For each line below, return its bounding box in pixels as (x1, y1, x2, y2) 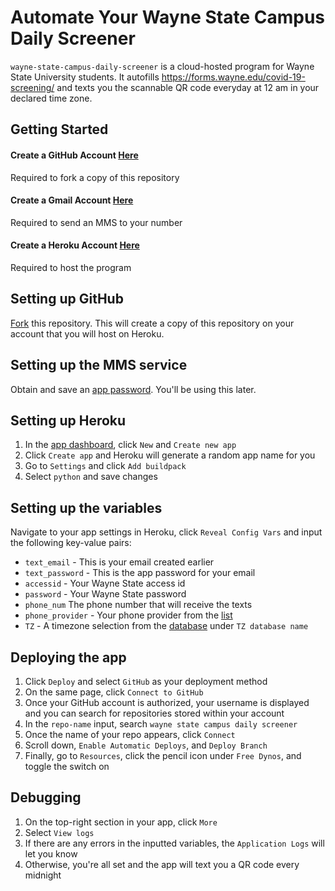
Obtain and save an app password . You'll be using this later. (10, 383, 257, 395)
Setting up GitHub (10, 291, 124, 308)
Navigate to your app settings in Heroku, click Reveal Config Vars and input (10, 526, 323, 538)
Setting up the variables (10, 499, 163, 516)
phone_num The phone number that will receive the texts (24, 599, 253, 611)
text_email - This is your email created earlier (24, 556, 215, 568)
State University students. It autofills (10, 71, 160, 83)
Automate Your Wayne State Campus (10, 6, 326, 29)
